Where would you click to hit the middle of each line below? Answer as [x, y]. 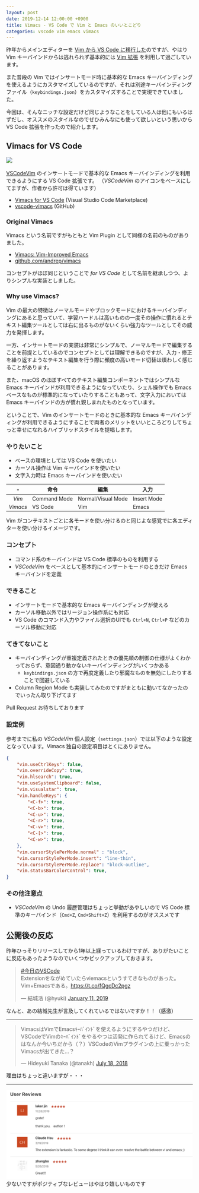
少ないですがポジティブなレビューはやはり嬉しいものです [76, 1183]
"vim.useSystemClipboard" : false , [59, 783]
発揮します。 [32, 332]
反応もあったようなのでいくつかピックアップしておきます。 [83, 958]
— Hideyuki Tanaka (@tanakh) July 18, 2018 [74, 1064]
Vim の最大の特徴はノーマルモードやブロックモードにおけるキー [84, 310]
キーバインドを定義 [38, 574]
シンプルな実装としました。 [45, 281]
